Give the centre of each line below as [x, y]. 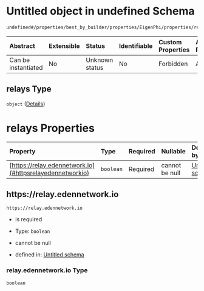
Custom [170, 42]
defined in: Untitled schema [49, 255]
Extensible [64, 45]
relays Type [29, 89]
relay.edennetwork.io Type [47, 270]
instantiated [26, 67]
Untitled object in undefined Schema [101, 11]
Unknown [100, 60]
